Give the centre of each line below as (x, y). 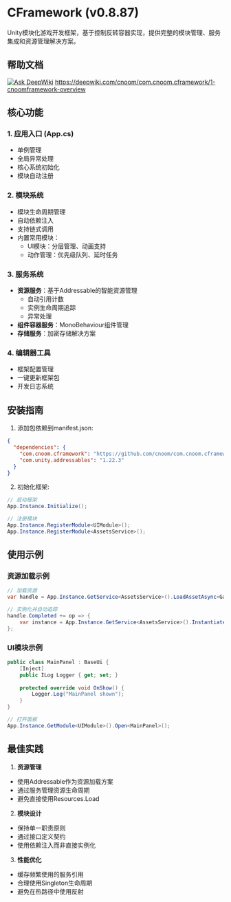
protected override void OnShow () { (72, 688)
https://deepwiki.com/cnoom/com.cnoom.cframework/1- (135, 82)
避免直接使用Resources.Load (58, 798)
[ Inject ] (32, 668)
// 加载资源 (22, 591)
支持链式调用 (35, 229)
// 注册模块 (22, 519)
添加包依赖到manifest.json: (55, 428)
